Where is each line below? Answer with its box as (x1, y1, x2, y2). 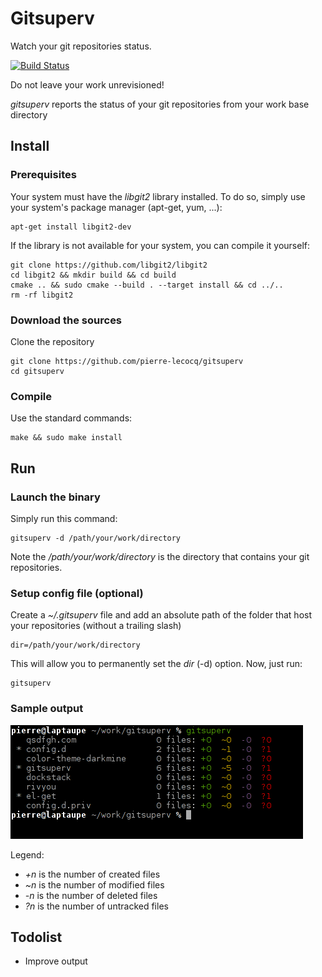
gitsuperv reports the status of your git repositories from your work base (10, 98, 310, 110)
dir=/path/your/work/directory (10, 640, 141, 651)
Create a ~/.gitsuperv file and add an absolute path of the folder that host (10, 609, 312, 621)
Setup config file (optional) (10, 586, 144, 600)
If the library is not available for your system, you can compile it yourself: (10, 239, 311, 251)
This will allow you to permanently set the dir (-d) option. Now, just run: (10, 658, 303, 670)
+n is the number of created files (24, 868, 161, 880)
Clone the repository (10, 335, 95, 347)
